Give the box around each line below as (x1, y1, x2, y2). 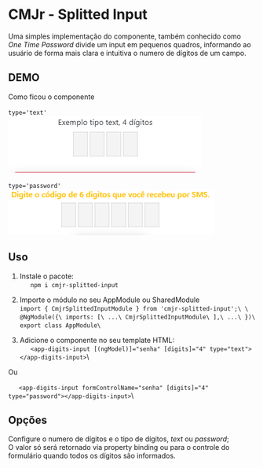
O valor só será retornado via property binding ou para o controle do (8, 443, 230, 452)
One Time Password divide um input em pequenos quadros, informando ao (8, 39, 251, 49)
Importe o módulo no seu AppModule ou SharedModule (19, 295, 200, 304)
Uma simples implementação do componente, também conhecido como (8, 31, 242, 41)
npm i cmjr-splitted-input (30, 281, 119, 289)
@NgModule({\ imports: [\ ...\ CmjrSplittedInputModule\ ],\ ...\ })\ (19, 313, 256, 321)
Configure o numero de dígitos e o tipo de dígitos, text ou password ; (8, 434, 229, 444)
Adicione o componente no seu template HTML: (19, 335, 175, 345)
